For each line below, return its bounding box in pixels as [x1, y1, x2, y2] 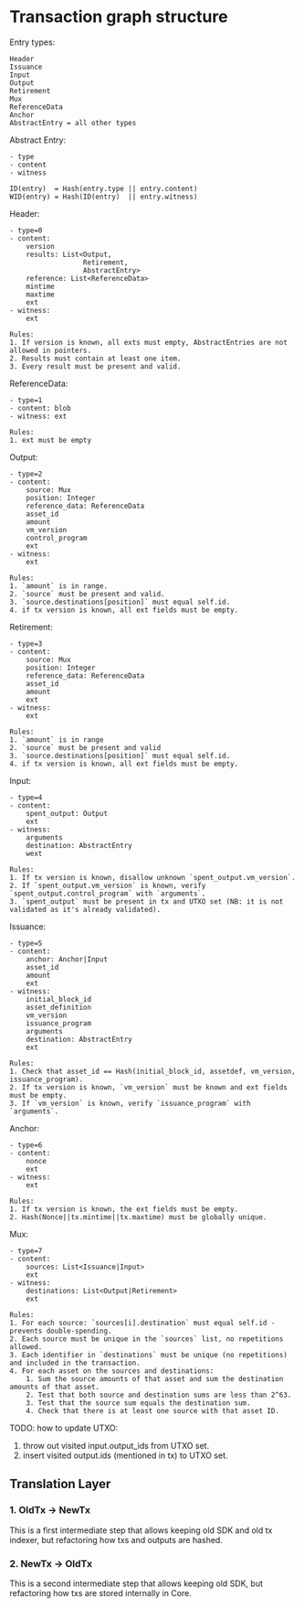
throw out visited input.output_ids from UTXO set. [22, 1440, 210, 1451]
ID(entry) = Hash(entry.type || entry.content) [9, 184, 198, 193]
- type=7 [9, 1246, 43, 1255]
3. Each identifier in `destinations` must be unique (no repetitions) [9, 1350, 288, 1359]
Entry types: [9, 37, 56, 48]
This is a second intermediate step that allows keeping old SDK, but [9, 1578, 263, 1589]
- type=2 [9, 469, 43, 478]
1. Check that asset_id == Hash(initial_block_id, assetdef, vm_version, [9, 1067, 297, 1076]
